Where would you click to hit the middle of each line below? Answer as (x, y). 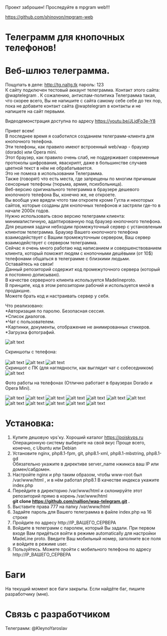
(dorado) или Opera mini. (31, 152)
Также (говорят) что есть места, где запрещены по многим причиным (80, 179)
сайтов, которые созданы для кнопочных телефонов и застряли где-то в (83, 206)
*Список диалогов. (26, 316)
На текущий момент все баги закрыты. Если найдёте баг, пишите (75, 589)
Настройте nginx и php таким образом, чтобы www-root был (77, 475)
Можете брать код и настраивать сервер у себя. (57, 296)
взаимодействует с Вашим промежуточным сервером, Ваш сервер (78, 237)
